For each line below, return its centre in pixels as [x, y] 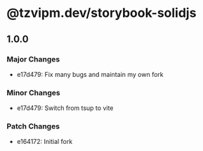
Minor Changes [33, 92]
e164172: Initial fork [45, 142]
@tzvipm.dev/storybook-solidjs [101, 13]
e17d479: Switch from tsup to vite [65, 108]
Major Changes [33, 59]
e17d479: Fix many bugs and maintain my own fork [90, 74]
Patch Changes [33, 126]
